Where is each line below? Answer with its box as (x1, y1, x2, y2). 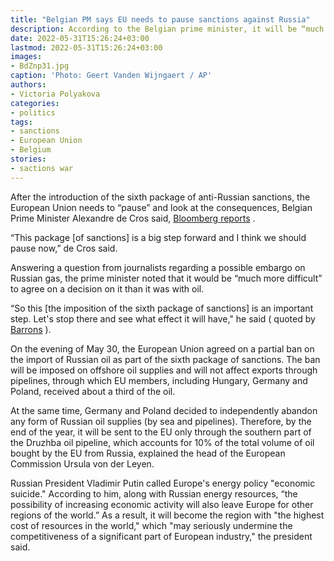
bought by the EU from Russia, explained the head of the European (10, 447, 286, 459)
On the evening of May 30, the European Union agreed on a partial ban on (10, 342, 315, 355)
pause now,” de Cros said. (10, 242, 118, 254)
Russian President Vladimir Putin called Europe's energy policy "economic (10, 477, 316, 489)
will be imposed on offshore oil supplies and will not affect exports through (10, 364, 318, 376)
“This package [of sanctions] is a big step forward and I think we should (10, 231, 307, 243)
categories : (10, 98, 60, 108)
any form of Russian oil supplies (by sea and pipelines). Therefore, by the (10, 415, 312, 427)
